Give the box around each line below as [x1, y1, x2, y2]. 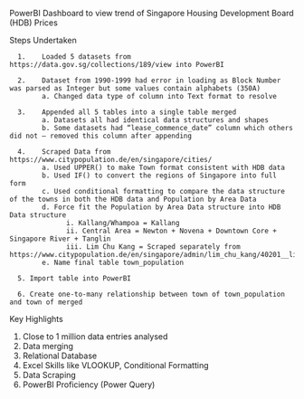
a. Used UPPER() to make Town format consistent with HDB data [42, 163, 285, 172]
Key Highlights [9, 314, 63, 324]
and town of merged [9, 298, 83, 307]
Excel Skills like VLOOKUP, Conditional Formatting [22, 360, 210, 370]
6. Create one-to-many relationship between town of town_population [17, 290, 285, 299]
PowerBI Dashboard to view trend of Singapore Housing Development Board [9, 8, 294, 18]
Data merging [22, 341, 74, 351]
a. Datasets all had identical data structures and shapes [42, 116, 270, 125]
